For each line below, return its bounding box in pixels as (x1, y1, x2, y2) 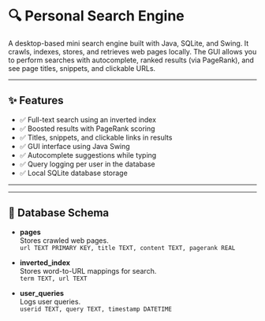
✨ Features (8, 94, 64, 107)
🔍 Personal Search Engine (8, 7, 185, 25)
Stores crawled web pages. (19, 235, 109, 245)
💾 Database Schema (8, 207, 110, 220)
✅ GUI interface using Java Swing (19, 141, 130, 151)
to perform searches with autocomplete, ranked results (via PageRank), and (8, 55, 255, 65)
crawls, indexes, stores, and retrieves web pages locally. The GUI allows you (8, 47, 257, 56)
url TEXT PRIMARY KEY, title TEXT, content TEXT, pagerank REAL (19, 244, 236, 252)
